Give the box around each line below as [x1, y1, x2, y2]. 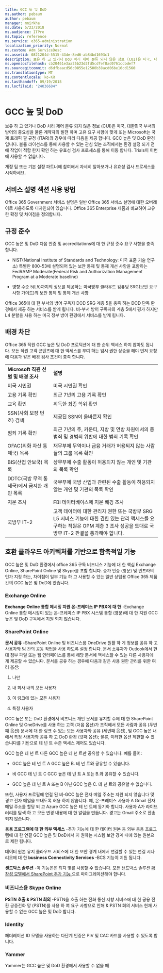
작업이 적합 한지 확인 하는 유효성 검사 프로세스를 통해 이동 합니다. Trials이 [10, 148, 149, 153]
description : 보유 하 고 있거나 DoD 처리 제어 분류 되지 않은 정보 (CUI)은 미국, [5, 57, 152, 62]
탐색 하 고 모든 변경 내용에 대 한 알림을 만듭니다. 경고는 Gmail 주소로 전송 [17, 810, 156, 816]
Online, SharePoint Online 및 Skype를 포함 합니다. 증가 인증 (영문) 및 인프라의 [5, 567, 154, 573]
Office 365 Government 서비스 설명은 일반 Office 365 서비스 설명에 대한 [5, 199, 145, 205]
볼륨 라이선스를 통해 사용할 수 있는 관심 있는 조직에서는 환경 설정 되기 [19, 141, 150, 147]
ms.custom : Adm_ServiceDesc [5, 48, 62, 52]
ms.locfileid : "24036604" [5, 83, 57, 89]
